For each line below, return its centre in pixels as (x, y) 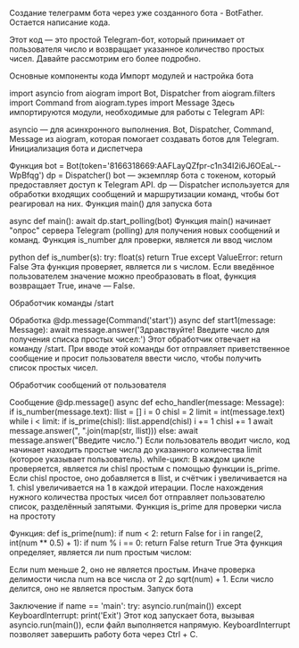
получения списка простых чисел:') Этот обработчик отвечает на (135, 339)
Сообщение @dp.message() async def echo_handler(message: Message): (147, 402)
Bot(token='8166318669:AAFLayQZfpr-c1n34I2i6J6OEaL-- (174, 166)
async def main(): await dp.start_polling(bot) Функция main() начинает (140, 221)
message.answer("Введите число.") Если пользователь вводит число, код (149, 440)
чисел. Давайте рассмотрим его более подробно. (105, 58)
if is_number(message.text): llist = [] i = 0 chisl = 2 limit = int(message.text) (147, 411)
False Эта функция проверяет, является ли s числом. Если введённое (142, 266)
